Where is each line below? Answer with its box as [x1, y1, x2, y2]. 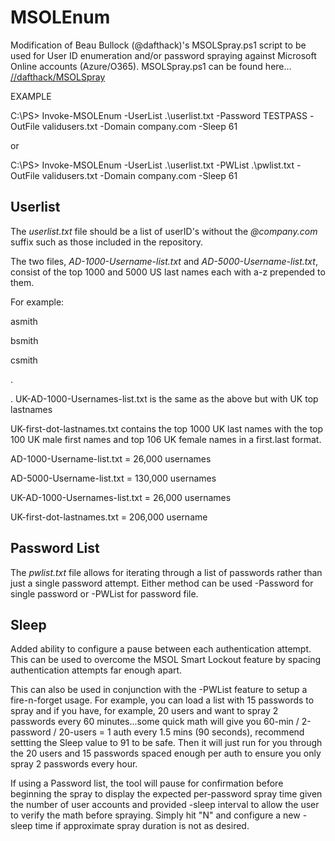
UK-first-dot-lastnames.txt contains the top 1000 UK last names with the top [10, 422, 324, 435]
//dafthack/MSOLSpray [10, 71, 106, 83]
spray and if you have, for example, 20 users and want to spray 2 [10, 705, 279, 717]
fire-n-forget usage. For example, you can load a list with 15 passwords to [10, 694, 315, 706]
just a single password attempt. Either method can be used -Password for [10, 577, 314, 589]
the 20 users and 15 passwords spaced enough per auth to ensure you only [10, 747, 322, 760]
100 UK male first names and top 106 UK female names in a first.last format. [10, 433, 322, 445]
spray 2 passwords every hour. [10, 758, 138, 770]
